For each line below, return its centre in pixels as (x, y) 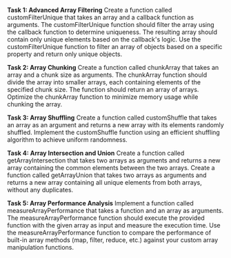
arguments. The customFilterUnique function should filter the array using (111, 25)
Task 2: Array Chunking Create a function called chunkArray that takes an (113, 67)
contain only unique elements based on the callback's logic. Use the (104, 39)
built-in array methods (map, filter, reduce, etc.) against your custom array (113, 240)
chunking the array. (35, 104)
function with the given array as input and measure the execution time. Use (114, 225)
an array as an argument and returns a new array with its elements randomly (115, 125)
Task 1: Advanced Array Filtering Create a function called (90, 10)
